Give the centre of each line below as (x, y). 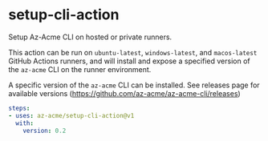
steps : (19, 108)
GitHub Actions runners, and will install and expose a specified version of (129, 61)
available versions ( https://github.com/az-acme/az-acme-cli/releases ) (124, 93)
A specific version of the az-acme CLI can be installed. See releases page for (134, 85)
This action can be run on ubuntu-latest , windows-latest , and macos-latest (133, 52)
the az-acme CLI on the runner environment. (80, 69)
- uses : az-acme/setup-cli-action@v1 (71, 115)
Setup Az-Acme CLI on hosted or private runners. (90, 37)
